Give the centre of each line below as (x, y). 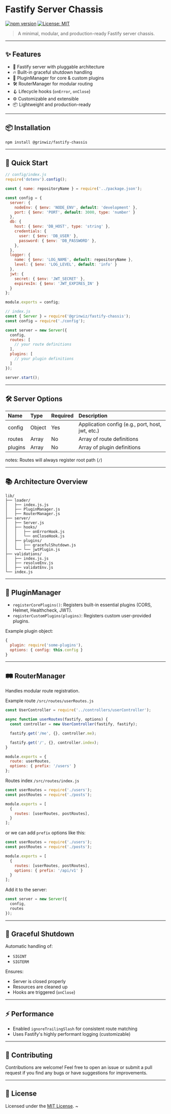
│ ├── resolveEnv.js (29, 563)
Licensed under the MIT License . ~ (42, 1106)
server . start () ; (22, 377)
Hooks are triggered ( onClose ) (44, 992)
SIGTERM (21, 962)
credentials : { (31, 231)
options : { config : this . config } (46, 650)
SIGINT (20, 957)
